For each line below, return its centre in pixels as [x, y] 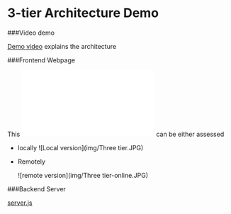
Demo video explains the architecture [62, 46]
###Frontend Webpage [41, 60]
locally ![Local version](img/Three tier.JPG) [80, 147]
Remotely [32, 162]
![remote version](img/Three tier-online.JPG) [83, 175]
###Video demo [31, 33]
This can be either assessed [116, 134]
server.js [20, 203]
